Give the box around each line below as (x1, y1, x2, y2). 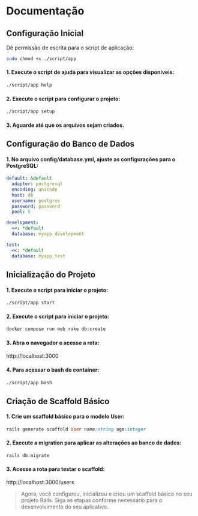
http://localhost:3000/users (6, 479, 74, 486)
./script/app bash (6, 379, 52, 385)
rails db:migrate (6, 453, 50, 459)
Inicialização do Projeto (6, 269, 96, 280)
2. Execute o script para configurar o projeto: (6, 95, 121, 102)
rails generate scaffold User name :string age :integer (6, 426, 146, 432)
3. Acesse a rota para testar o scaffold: (6, 465, 105, 473)
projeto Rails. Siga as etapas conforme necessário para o (20, 497, 163, 504)
